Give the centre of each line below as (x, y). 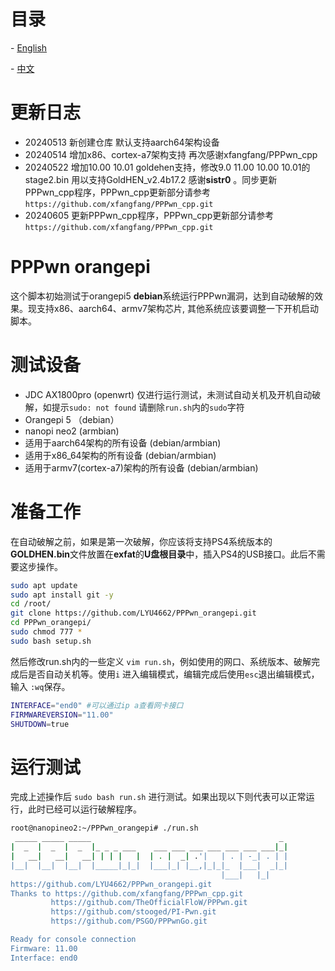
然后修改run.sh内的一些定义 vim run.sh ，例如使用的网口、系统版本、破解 (161, 661)
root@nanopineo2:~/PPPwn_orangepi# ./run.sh (104, 828)
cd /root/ (31, 604)
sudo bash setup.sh (51, 641)
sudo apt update (44, 585)
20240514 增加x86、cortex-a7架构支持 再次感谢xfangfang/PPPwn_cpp (171, 154)
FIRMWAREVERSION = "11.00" (62, 715)
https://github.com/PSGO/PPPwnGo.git (129, 921)
